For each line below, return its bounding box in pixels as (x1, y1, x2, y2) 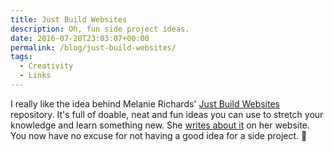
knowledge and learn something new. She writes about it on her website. (10, 119, 310, 131)
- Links (19, 71, 52, 81)
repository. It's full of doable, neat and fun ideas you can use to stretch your (10, 108, 324, 120)
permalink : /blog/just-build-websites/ (10, 42, 177, 53)
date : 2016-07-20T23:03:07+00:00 (10, 33, 150, 43)
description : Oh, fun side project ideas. (10, 24, 190, 34)
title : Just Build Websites (10, 14, 128, 25)
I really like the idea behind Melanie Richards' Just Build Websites (10, 97, 280, 110)
